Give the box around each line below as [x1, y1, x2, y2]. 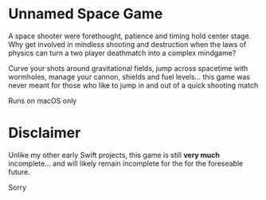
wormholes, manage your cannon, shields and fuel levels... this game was [8, 72, 251, 81]
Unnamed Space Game [8, 5, 163, 23]
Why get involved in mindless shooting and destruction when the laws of [8, 39, 247, 49]
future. [8, 167, 30, 176]
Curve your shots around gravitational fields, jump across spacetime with [8, 63, 248, 73]
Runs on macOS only [8, 96, 77, 105]
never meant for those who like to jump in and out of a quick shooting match [8, 80, 259, 90]
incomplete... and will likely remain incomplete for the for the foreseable [8, 159, 244, 168]
